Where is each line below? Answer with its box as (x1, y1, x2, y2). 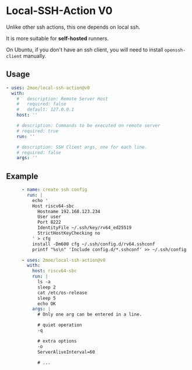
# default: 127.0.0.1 (16, 107, 75, 112)
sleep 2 (37, 284, 57, 290)
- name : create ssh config (21, 187, 88, 193)
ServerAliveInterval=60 (37, 349, 95, 355)
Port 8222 (37, 220, 61, 225)
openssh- (164, 47, 186, 53)
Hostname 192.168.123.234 (37, 208, 100, 214)
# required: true (16, 128, 59, 134)
